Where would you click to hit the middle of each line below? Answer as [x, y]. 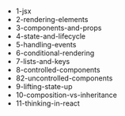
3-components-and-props [59, 28]
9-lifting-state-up [44, 87]
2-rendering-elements [52, 20]
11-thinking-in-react [48, 103]
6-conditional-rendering [55, 53]
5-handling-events [46, 45]
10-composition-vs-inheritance [66, 95]
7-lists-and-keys [43, 62]
